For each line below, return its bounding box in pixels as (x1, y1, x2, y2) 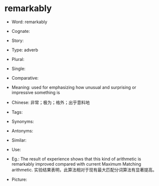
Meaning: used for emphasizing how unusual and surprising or (11, 84, 136, 90)
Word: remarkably (11, 19, 48, 25)
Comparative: (11, 75, 39, 81)
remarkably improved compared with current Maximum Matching (11, 161, 141, 167)
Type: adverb (11, 47, 38, 53)
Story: (11, 37, 24, 43)
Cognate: (11, 28, 30, 34)
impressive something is (11, 89, 60, 95)
